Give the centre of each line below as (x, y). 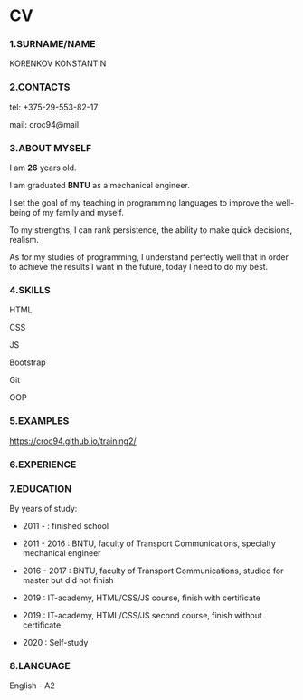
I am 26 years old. (43, 168)
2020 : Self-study (55, 642)
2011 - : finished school (66, 525)
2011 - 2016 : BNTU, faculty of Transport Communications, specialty (149, 543)
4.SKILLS (30, 290)
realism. (24, 240)
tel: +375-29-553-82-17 (54, 107)
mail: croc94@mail (44, 124)
